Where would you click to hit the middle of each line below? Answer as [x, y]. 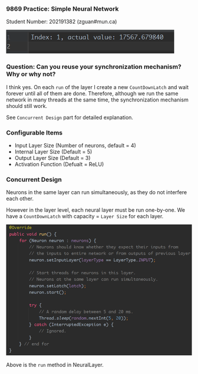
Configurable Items [34, 133]
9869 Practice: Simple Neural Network [62, 9]
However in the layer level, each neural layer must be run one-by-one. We [96, 210]
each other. [20, 199]
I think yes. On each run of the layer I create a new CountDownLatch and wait [98, 87]
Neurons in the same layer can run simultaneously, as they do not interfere [97, 192]
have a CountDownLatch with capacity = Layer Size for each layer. [85, 216]
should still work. [27, 106]
